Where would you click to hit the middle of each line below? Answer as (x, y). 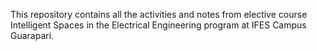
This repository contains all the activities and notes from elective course (159, 14)
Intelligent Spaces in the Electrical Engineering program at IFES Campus (158, 25)
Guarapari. (32, 35)
